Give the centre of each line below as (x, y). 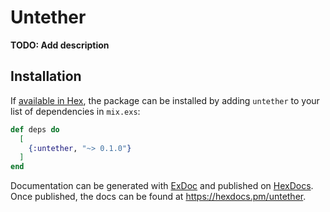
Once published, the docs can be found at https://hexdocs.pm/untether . (158, 197)
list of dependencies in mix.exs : (75, 111)
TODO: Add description (60, 45)
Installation (46, 76)
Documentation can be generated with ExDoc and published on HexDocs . (162, 186)
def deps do (35, 129)
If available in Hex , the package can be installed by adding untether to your (165, 100)
